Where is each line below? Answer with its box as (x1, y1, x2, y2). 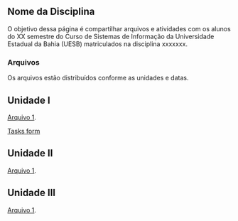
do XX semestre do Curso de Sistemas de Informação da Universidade (7, 32, 215, 41)
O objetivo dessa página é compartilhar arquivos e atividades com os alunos (7, 24, 231, 33)
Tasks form (7, 126, 40, 135)
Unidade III (7, 187, 55, 199)
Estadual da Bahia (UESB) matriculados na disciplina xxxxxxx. (7, 39, 188, 48)
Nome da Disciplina (7, 6, 95, 18)
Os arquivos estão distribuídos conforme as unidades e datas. (7, 74, 189, 82)
